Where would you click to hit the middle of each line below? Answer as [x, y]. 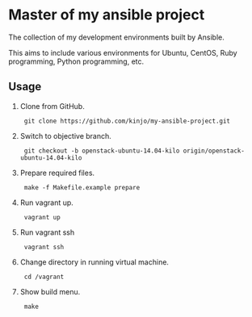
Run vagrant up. [47, 202]
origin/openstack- [214, 151]
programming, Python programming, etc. [76, 61]
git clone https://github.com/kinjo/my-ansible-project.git [127, 121]
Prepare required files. [57, 173]
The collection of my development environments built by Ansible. [116, 37]
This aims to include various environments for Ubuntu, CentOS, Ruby [123, 52]
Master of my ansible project [107, 15]
